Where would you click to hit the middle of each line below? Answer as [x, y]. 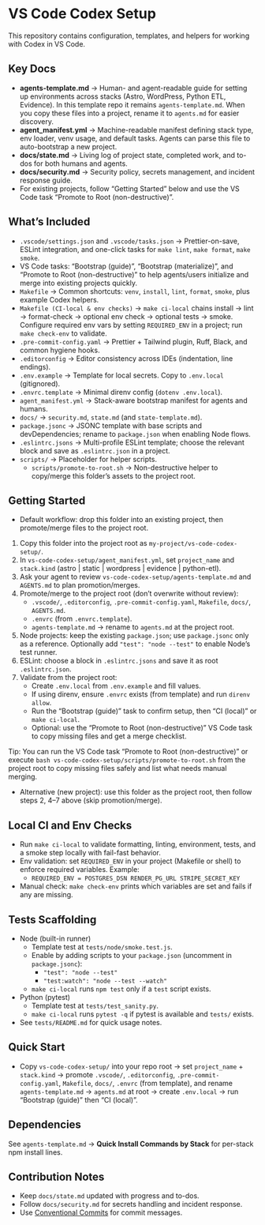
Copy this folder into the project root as [83, 543]
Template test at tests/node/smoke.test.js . [102, 947]
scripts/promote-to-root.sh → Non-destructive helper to [125, 468]
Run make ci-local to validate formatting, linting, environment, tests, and [138, 844]
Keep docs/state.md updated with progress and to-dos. [109, 1196]
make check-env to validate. [63, 333]
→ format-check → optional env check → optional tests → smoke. [126, 316]
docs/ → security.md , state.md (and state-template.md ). [111, 417]
